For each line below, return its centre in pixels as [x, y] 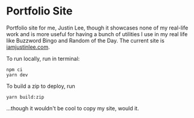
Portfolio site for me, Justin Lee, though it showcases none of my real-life [97, 28]
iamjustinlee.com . [28, 47]
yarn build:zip [25, 97]
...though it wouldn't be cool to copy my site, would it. [73, 108]
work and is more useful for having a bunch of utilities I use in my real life [97, 34]
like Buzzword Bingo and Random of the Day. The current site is [85, 40]
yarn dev [17, 75]
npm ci [14, 70]
